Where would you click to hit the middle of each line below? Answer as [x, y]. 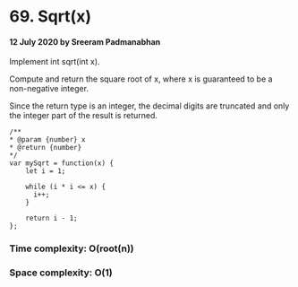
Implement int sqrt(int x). [55, 62]
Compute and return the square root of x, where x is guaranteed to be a [141, 79]
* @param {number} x [48, 140]
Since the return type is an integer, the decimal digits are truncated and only [149, 106]
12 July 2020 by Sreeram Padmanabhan [85, 41]
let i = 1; [46, 171]
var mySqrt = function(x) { [62, 163]
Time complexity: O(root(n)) [72, 248]
